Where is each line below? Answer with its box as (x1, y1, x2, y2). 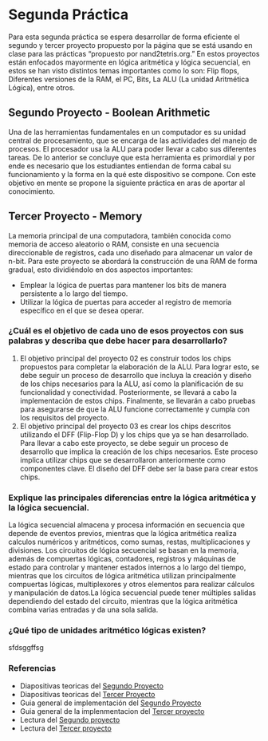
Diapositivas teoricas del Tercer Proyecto (19, 689, 156, 699)
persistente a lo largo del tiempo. (19, 289, 128, 298)
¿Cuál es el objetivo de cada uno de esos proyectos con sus (8, 325, 244, 337)
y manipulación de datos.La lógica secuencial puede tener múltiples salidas (8, 588, 257, 597)
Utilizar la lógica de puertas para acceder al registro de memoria (19, 297, 232, 306)
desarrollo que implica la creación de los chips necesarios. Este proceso (19, 447, 258, 456)
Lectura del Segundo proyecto (19, 715, 120, 724)
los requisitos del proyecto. (19, 412, 109, 422)
